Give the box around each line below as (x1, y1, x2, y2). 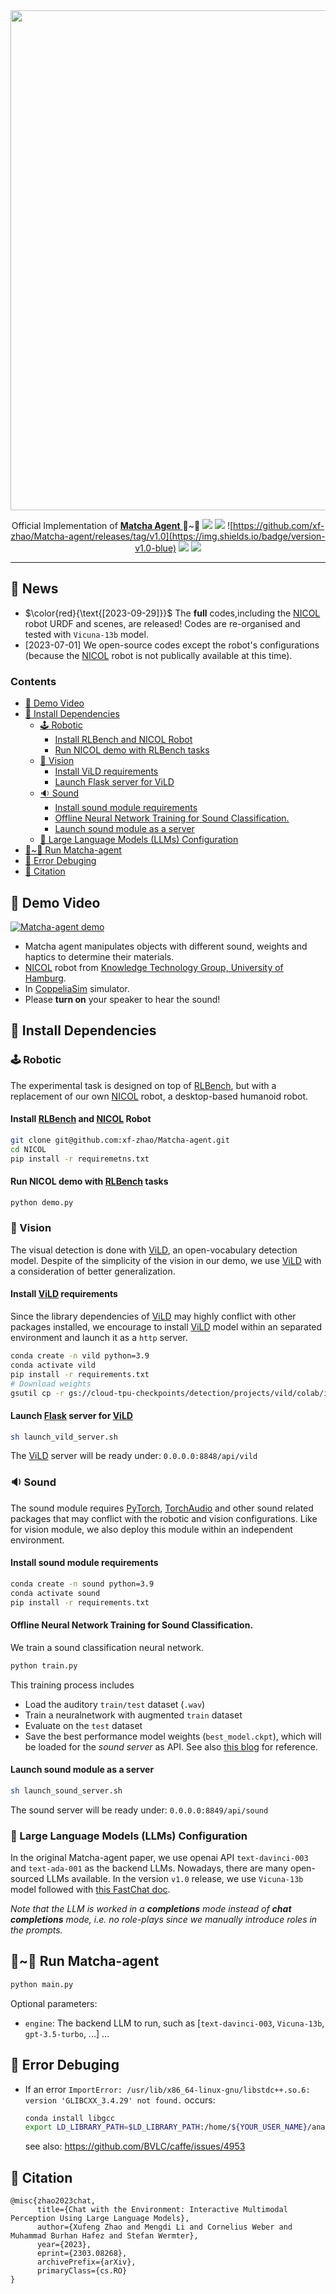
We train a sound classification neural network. (10, 1641, 204, 1653)
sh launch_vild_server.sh (10, 1432, 118, 1442)
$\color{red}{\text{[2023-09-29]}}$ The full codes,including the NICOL (24, 607, 321, 619)
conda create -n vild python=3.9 (10, 1351, 150, 1361)
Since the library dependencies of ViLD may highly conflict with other (10, 1310, 297, 1323)
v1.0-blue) (134, 542, 177, 554)
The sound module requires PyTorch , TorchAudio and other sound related (10, 1502, 314, 1514)
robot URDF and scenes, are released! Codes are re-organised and (24, 617, 301, 629)
